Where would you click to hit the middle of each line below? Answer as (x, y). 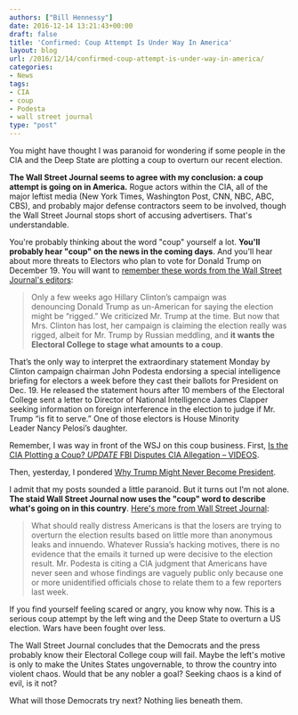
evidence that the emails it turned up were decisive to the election (152, 554)
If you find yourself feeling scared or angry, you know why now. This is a (142, 609)
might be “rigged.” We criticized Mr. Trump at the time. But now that (155, 316)
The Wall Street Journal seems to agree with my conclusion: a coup (137, 177)
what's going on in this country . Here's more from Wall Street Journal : (139, 508)
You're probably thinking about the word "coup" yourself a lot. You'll (135, 242)
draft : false (33, 34)
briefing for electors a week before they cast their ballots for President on (144, 381)
